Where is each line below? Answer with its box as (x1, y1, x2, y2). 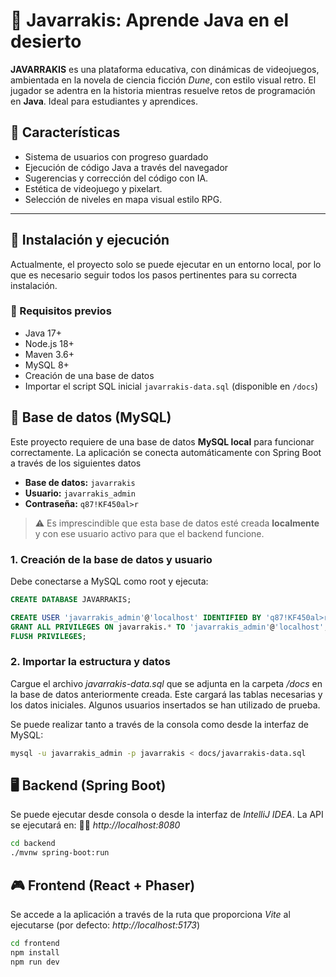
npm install (10, 947, 60, 958)
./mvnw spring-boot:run (10, 848, 110, 858)
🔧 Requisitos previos (10, 304, 112, 318)
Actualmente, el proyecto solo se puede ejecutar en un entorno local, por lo (10, 258, 322, 270)
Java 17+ (24, 327, 62, 339)
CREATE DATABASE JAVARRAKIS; (10, 594, 132, 604)
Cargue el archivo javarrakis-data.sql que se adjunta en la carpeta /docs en (10, 677, 323, 689)
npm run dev (10, 957, 60, 967)
